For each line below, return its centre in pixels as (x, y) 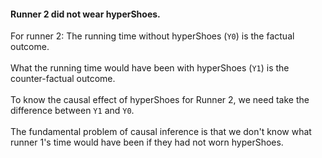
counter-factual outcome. (63, 79)
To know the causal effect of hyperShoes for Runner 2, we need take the (160, 100)
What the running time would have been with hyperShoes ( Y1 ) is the (150, 68)
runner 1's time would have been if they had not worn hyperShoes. (147, 142)
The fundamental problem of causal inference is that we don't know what (161, 132)
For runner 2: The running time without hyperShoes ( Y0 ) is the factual (152, 36)
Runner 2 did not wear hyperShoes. (85, 14)
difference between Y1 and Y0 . (72, 111)
